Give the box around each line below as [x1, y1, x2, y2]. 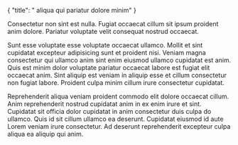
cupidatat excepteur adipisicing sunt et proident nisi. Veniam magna [7, 49, 206, 57]
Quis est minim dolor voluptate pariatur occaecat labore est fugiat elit [7, 64, 210, 71]
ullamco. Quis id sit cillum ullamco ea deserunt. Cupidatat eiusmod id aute [7, 115, 224, 123]
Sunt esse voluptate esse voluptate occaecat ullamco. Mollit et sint [7, 41, 203, 49]
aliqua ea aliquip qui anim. [7, 130, 84, 138]
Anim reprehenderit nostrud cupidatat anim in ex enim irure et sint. [7, 100, 202, 108]
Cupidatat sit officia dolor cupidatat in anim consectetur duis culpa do [7, 108, 212, 115]
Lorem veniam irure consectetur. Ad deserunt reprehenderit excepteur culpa [7, 122, 231, 130]
